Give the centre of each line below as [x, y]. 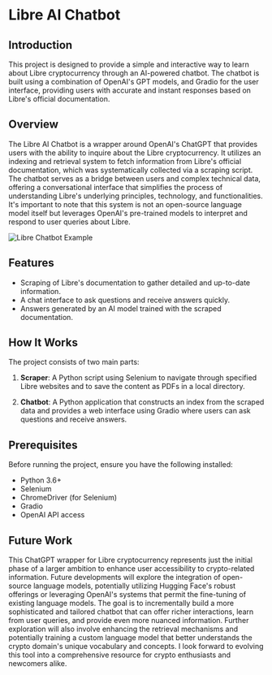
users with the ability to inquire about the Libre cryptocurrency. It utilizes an [135, 153]
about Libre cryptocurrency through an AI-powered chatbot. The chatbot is [134, 73]
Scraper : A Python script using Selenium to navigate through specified [138, 378]
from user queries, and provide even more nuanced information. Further [129, 621]
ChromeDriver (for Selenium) [69, 498]
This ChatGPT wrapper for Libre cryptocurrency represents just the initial [131, 560]
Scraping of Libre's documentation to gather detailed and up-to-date [135, 283]
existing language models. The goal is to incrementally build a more [121, 604]
